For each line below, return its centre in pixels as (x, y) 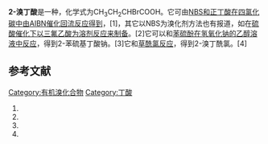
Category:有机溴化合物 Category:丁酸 (70, 92)
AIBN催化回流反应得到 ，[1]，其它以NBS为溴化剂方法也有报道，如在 (140, 23)
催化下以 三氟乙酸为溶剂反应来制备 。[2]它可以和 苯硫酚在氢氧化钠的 (126, 33)
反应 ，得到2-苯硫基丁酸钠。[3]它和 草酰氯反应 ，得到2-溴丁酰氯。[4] (135, 43)
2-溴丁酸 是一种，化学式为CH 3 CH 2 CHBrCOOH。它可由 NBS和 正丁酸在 (124, 13)
